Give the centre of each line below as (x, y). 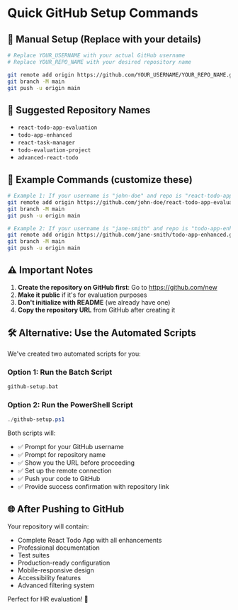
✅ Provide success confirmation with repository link (93, 486)
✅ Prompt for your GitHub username (70, 446)
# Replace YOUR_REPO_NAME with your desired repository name (100, 62)
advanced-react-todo (48, 158)
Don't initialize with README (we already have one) (94, 302)
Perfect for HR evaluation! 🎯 (48, 599)
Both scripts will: (32, 433)
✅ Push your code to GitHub (59, 478)
